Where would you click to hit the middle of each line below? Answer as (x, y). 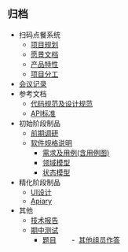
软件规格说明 (51, 143)
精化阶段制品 (39, 182)
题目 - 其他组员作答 (81, 239)
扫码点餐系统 (39, 35)
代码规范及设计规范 (62, 103)
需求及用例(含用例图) (76, 153)
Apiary (41, 201)
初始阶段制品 (39, 123)
